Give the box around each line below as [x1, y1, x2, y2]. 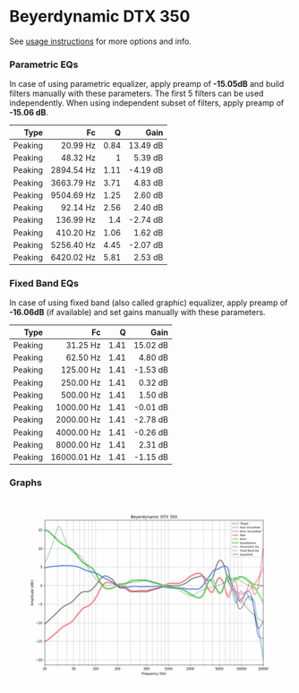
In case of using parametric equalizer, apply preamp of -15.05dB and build [9, 79, 285, 90]
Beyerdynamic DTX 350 [9, 6, 191, 27]
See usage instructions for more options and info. [9, 36, 192, 47]
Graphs [9, 476, 42, 489]
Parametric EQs [9, 58, 79, 71]
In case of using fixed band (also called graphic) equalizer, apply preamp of [9, 297, 288, 308]
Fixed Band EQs [9, 277, 79, 289]
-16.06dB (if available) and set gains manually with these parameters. [9, 307, 266, 318]
